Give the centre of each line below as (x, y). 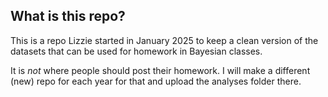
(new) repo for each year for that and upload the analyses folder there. (156, 81)
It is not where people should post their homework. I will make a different (160, 70)
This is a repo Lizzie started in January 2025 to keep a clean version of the (164, 40)
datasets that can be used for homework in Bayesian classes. (136, 51)
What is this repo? (68, 16)
